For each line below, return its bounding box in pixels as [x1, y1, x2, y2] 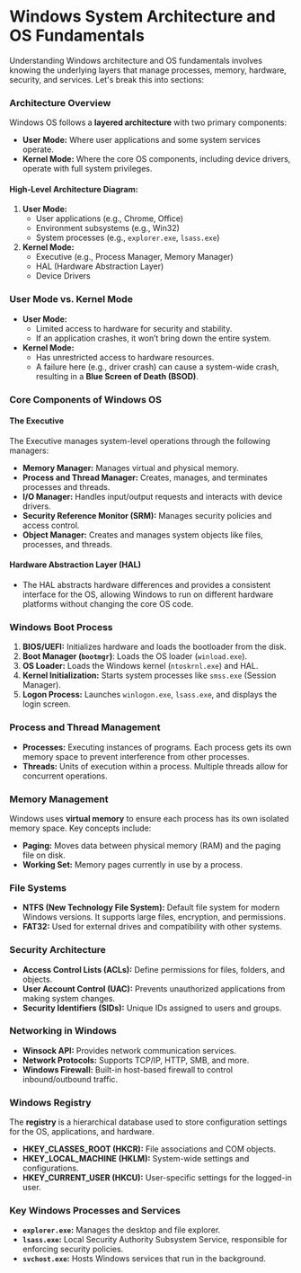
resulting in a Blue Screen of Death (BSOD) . [35, 370, 199, 381]
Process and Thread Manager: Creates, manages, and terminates [22, 472, 268, 483]
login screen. [22, 699, 71, 709]
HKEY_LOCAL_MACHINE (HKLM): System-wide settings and [22, 1153, 250, 1164]
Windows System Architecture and [9, 6, 276, 27]
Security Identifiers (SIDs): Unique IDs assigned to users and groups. [22, 1002, 282, 1013]
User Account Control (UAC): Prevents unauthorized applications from [22, 983, 286, 994]
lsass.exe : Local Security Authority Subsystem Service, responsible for [22, 1234, 288, 1245]
